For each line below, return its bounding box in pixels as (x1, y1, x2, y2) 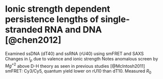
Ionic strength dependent (5, 3, 111, 15)
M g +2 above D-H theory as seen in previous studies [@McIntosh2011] (5, 62, 145, 69)
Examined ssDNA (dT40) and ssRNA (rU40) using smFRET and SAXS (5, 50, 144, 57)
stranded (5, 24, 43, 35)
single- (100, 14, 130, 25)
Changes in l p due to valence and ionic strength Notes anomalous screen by (5, 56, 158, 63)
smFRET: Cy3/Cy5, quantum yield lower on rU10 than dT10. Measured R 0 (5, 68, 152, 75)
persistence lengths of (5, 14, 99, 25)
